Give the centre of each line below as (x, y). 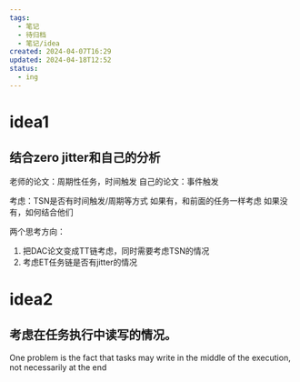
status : (24, 69)
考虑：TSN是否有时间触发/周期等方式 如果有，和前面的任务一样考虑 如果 (145, 200)
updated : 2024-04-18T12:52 (60, 60)
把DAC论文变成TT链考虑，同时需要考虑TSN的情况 (116, 250)
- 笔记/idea (39, 43)
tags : (20, 18)
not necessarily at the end (58, 367)
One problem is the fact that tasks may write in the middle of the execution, (150, 357)
